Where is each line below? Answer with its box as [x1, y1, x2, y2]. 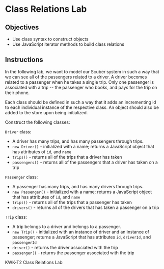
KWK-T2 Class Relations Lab [5, 259, 63, 265]
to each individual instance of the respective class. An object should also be [5, 104, 159, 110]
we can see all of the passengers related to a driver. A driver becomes [5, 74, 147, 80]
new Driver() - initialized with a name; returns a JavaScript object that [12, 143, 155, 149]
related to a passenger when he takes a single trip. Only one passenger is [5, 79, 154, 85]
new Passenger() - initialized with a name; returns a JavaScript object [12, 189, 152, 195]
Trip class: [5, 214, 27, 220]
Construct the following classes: [5, 119, 70, 125]
